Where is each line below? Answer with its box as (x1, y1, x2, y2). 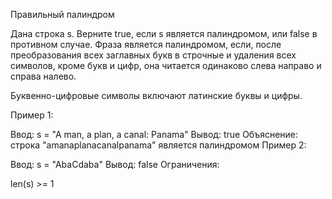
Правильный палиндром (10, 9, 115, 20)
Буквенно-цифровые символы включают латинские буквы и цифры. (10, 90, 303, 101)
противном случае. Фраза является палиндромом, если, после (10, 39, 282, 50)
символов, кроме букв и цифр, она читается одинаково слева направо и (10, 60, 322, 71)
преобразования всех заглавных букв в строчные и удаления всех (10, 49, 297, 61)
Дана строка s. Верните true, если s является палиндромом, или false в (10, 28, 318, 39)
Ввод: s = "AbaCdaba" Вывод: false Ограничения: (10, 159, 220, 170)
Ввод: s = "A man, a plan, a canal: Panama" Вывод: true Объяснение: (10, 129, 299, 140)
